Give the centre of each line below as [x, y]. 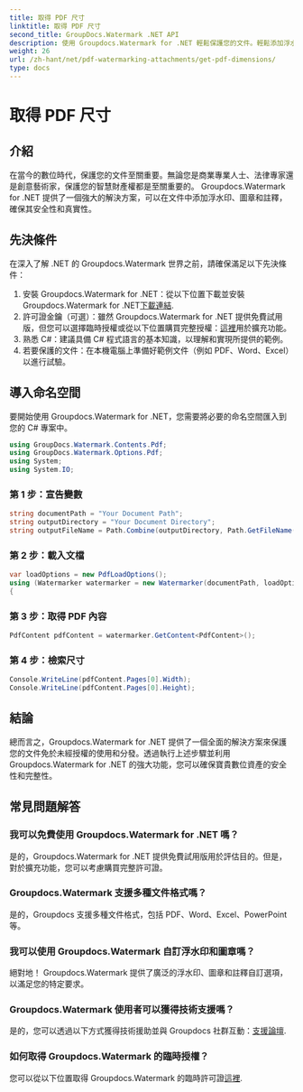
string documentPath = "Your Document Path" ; [96, 514]
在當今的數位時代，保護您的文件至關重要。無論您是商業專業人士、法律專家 [147, 175]
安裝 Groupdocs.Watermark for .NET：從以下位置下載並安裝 [133, 293]
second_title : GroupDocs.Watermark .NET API [94, 34]
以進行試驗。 [46, 361]
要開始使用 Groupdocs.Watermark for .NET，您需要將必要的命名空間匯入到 [148, 416]
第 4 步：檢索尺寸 [47, 660]
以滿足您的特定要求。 [49, 984]
